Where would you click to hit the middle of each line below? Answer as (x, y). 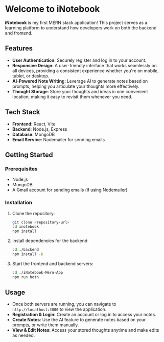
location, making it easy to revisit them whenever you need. (72, 97)
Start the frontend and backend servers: (53, 264)
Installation (19, 203)
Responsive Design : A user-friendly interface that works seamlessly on (84, 65)
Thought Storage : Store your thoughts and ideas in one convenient (80, 91)
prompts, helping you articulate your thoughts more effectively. (76, 86)
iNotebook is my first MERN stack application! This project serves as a (76, 23)
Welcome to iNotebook (53, 9)
